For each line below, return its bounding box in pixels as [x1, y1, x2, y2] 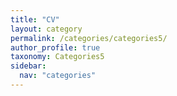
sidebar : [10, 61, 47, 71]
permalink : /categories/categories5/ [10, 33, 168, 43]
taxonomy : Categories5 [10, 52, 105, 62]
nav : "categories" [19, 71, 97, 81]
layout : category [10, 24, 83, 34]
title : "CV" [10, 14, 60, 25]
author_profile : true [10, 42, 101, 53]
